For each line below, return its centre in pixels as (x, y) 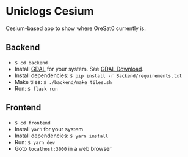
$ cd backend (31, 63)
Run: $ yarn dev (35, 142)
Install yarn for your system (49, 129)
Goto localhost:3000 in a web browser (63, 148)
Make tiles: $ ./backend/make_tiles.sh (63, 82)
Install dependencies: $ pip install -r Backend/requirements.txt (98, 75)
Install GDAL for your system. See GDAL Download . (79, 69)
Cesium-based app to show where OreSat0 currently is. (76, 28)
